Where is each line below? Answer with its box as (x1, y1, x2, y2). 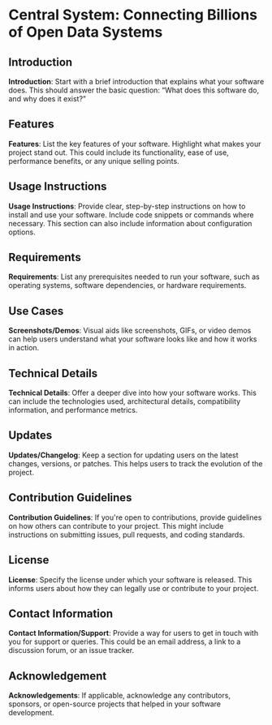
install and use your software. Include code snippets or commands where (8, 209, 254, 220)
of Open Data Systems (8, 23, 163, 41)
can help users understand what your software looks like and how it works (8, 334, 257, 344)
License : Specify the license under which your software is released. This (8, 574, 253, 585)
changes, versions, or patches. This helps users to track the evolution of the (8, 458, 263, 468)
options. (8, 227, 37, 237)
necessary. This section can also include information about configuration (8, 218, 253, 228)
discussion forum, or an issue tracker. (8, 646, 135, 655)
